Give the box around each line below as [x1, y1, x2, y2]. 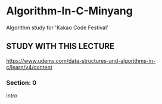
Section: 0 [6, 78, 37, 87]
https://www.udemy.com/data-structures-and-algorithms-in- [6, 57, 156, 64]
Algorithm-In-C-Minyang [6, 4, 133, 18]
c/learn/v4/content [6, 63, 52, 71]
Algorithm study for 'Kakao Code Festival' [6, 24, 109, 31]
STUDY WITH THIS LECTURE [6, 41, 115, 51]
